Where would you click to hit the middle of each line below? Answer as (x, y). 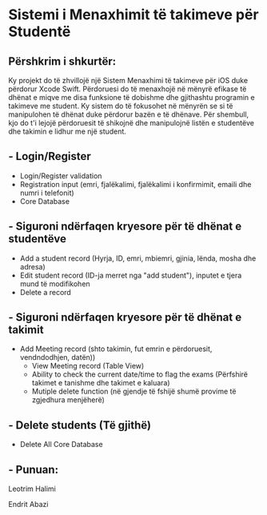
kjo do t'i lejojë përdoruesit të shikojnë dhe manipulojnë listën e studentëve (131, 123)
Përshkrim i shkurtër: (62, 61)
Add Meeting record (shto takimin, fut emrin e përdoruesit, (116, 349)
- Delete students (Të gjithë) (80, 425)
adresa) (32, 266)
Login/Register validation (61, 176)
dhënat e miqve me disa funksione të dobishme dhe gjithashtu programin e (132, 97)
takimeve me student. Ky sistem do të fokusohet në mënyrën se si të (121, 106)
